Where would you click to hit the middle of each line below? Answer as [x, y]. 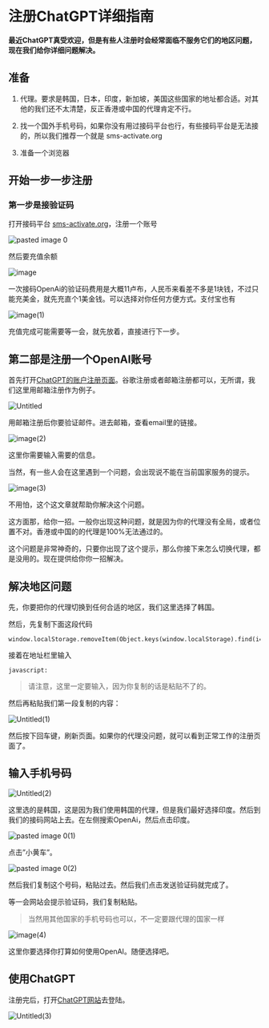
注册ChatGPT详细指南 [81, 16]
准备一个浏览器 [44, 152]
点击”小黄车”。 [33, 852]
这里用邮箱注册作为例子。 [57, 390]
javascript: [28, 671]
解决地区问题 [40, 586]
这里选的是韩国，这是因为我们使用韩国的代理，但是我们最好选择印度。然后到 [134, 809]
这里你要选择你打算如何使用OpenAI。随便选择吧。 [91, 951]
